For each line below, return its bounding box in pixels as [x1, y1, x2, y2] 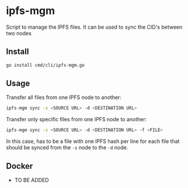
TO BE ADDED [14, 177, 49, 183]
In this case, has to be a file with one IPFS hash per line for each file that [6, 138, 180, 145]
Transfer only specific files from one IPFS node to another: [6, 116, 147, 123]
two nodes [6, 29, 32, 36]
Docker [6, 161, 33, 171]
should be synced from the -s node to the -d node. [6, 144, 128, 151]
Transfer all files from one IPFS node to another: [6, 94, 121, 101]
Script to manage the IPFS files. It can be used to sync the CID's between [6, 23, 183, 30]
